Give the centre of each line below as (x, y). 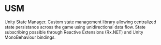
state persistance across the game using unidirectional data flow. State (75, 27)
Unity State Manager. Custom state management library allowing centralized (80, 22)
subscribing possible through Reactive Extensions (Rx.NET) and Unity (74, 32)
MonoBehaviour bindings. (30, 37)
